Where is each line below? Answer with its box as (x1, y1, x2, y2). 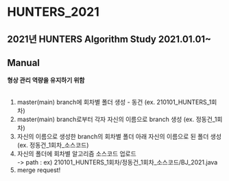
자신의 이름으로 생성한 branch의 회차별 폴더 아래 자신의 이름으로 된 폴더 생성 (16, 132, 221, 141)
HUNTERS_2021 (7, 4, 99, 20)
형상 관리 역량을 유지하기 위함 (7, 76, 85, 85)
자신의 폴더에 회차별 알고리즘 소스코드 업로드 (16, 149, 137, 158)
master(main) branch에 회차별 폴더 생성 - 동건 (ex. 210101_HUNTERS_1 (16, 98, 212, 107)
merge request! (16, 166, 61, 174)
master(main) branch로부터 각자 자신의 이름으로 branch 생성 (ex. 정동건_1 (16, 115, 217, 124)
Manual (7, 56, 40, 69)
